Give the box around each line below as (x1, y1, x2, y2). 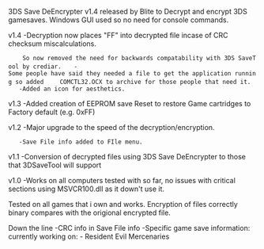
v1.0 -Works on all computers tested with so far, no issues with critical (8, 176, 236, 185)
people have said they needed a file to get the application (25, 70, 232, 78)
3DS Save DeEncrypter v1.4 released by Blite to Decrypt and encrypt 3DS (8, 7, 247, 16)
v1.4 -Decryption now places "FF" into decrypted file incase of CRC (8, 31, 228, 40)
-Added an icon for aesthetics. (18, 85, 126, 93)
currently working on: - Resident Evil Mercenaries (8, 232, 170, 241)
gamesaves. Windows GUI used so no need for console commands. (8, 15, 229, 25)
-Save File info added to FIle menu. (18, 138, 144, 146)
